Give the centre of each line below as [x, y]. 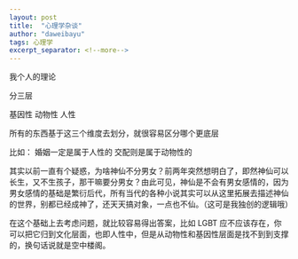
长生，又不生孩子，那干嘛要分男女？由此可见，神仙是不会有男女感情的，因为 [149, 182]
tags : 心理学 [31, 42]
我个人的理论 [32, 77]
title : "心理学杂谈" [46, 26]
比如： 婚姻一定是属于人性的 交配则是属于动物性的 [101, 153]
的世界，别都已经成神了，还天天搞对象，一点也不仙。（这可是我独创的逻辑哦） [151, 204]
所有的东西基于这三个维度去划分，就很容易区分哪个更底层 [114, 133]
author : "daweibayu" [47, 34]
